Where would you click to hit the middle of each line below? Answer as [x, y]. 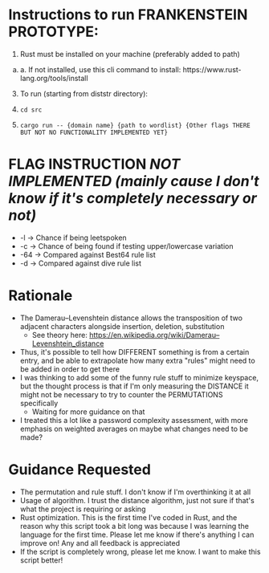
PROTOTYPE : [53, 32]
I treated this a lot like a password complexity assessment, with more [134, 420]
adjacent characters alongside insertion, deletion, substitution [122, 326]
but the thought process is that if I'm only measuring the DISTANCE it [134, 386]
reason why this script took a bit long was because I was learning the [134, 526]
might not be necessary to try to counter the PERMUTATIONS [121, 394]
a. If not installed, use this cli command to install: [100, 69]
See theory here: [60, 335]
